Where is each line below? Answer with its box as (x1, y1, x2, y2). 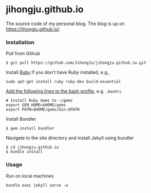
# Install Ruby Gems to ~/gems (6, 98, 73, 103)
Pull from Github (6, 50, 41, 57)
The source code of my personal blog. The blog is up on (6, 20, 125, 27)
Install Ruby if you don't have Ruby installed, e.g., (6, 69, 110, 75)
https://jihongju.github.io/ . (6, 26, 61, 32)
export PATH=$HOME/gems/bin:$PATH (6, 107, 80, 112)
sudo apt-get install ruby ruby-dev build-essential (6, 79, 121, 84)
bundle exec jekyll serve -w (6, 183, 68, 188)
